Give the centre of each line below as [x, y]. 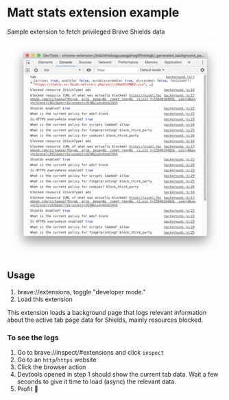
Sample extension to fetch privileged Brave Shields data [86, 32]
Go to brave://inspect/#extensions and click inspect [91, 353]
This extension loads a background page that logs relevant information [107, 312]
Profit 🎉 [28, 389]
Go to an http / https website [57, 360]
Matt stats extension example [93, 13]
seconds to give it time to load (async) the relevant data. [96, 381]
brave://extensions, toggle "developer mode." [81, 292]
